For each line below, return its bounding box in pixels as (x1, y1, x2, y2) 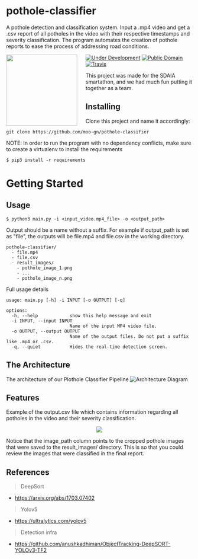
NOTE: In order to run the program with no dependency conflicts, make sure (6, 139, 191, 146)
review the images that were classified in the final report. (6, 450, 145, 457)
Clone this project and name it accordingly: (85, 117, 190, 124)
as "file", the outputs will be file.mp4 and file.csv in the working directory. (6, 232, 185, 239)
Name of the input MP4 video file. (69, 323, 158, 329)
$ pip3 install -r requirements (6, 157, 86, 163)
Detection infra (20, 529, 57, 536)
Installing (85, 102, 121, 112)
